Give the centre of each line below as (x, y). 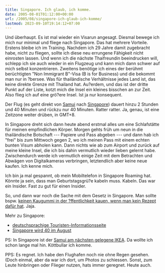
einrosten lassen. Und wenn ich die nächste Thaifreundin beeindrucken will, (82, 58)
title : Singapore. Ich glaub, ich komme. (48, 10)
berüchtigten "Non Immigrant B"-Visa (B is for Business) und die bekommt (80, 74)
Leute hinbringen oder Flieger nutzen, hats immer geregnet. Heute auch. (78, 265)
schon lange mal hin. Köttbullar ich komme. (49, 245)
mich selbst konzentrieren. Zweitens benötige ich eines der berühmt (74, 69)
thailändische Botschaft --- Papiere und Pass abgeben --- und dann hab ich (82, 135)
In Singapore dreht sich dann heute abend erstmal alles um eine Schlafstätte (82, 124)
